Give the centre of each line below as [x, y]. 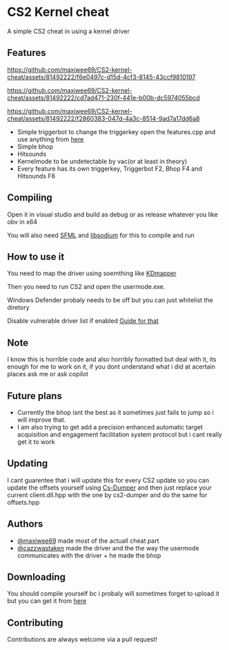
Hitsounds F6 [36, 176]
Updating [28, 464]
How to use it [36, 257]
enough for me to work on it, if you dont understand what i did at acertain [111, 366]
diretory [18, 308]
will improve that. [41, 420]
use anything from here [50, 139]
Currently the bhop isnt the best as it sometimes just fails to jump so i [115, 412]
